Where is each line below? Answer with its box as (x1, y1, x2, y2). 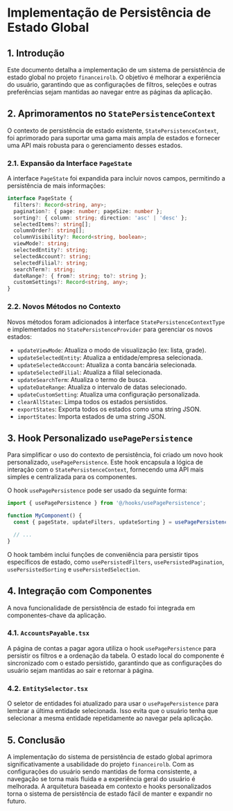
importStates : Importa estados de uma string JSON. (17, 412, 166, 421)
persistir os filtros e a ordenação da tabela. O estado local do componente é (7, 651, 225, 660)
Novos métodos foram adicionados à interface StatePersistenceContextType (7, 317, 225, 326)
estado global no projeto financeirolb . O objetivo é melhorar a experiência (7, 73, 221, 81)
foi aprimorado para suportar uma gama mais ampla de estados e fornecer (7, 133, 221, 142)
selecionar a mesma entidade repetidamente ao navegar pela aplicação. (7, 714, 214, 723)
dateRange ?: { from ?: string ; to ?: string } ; (13, 272, 148, 279)
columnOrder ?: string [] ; (13, 227, 85, 234)
